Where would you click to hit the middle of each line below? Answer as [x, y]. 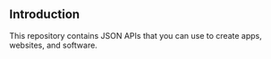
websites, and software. [54, 45]
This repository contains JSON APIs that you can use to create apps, [135, 35]
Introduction [45, 15]
